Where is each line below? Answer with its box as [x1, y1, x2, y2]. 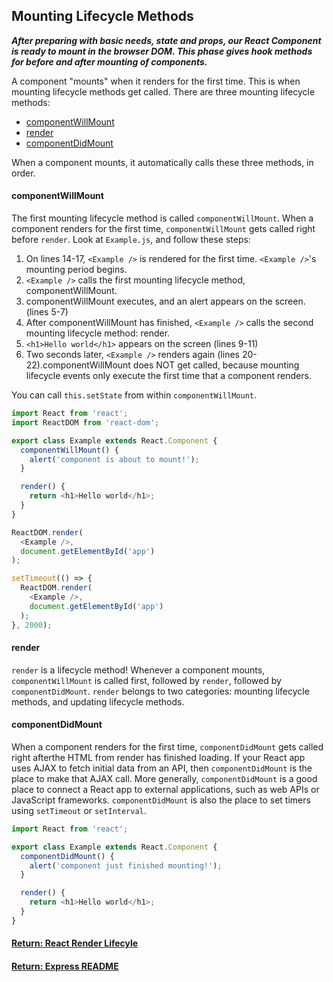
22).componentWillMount [25, 359, 131, 371]
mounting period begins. [25, 264, 128, 276]
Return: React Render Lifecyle [11, 937, 139, 949]
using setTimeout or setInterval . [11, 804, 147, 816]
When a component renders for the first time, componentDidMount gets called [11, 740, 324, 753]
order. [11, 167, 36, 179]
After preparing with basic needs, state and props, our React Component [11, 34, 322, 46]
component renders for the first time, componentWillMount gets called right [11, 223, 316, 235]
